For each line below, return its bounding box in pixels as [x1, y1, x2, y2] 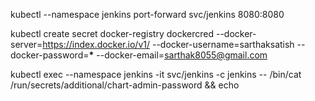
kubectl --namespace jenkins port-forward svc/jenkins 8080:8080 [10, 9, 285, 20]
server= [10, 39, 43, 50]
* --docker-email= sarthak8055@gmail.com [88, 49, 268, 61]
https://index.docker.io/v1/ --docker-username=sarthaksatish [42, 39, 295, 50]
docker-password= [10, 49, 90, 61]
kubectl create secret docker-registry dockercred [10, 28, 215, 39]
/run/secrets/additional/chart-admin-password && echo [10, 79, 240, 91]
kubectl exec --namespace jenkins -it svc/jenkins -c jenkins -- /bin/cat [10, 69, 302, 80]
